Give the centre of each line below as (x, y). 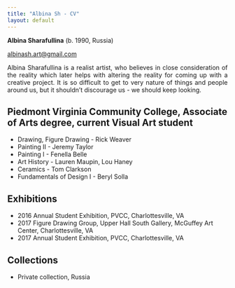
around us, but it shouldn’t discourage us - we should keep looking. (104, 90)
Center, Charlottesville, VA (55, 231)
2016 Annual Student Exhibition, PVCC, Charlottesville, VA (101, 216)
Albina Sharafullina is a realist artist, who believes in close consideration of (117, 67)
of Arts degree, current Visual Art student (100, 122)
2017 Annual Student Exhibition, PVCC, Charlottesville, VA (100, 238)
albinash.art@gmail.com (42, 54)
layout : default (31, 20)
